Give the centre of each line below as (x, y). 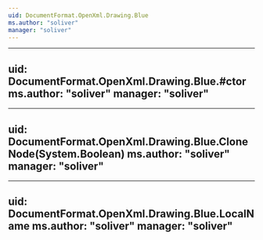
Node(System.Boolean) (67, 154)
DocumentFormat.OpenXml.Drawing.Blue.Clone (128, 142)
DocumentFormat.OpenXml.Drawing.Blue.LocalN (131, 214)
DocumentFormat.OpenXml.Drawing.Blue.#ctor (127, 81)
